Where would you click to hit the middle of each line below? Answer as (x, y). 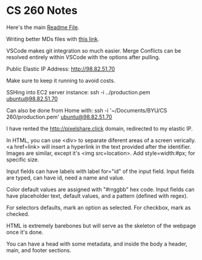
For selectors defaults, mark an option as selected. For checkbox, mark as (99, 207)
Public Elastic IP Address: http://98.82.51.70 (61, 69)
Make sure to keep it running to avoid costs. (61, 80)
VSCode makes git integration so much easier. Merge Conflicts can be (94, 50)
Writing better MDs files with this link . (53, 39)
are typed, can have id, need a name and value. (66, 177)
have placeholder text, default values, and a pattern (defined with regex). (97, 196)
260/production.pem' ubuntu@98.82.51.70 (59, 117)
